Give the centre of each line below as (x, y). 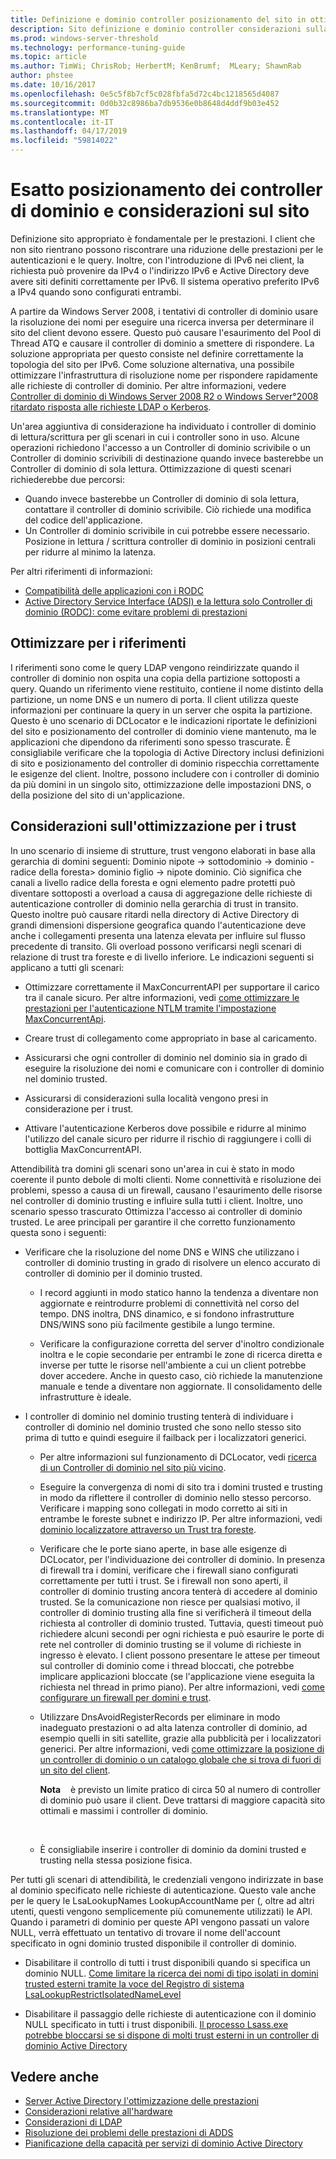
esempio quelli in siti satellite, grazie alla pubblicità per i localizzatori (180, 1738)
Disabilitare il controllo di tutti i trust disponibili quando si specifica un (167, 1962)
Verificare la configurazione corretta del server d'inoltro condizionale (182, 1343)
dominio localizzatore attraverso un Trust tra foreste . (148, 1529)
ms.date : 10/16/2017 (53, 85)
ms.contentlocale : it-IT (62, 122)
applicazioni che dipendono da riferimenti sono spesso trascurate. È (151, 742)
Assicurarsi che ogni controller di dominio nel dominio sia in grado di (166, 1057)
